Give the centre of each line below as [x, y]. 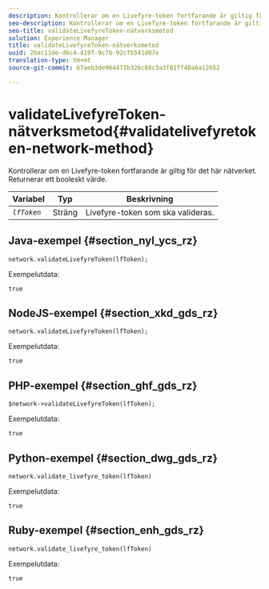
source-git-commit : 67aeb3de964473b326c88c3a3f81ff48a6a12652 [114, 68]
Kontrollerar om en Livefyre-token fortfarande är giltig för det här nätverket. [133, 170]
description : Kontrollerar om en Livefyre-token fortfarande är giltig [130, 16]
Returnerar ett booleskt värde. [58, 179]
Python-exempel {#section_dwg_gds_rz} [113, 458]
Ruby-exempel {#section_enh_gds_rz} [106, 530]
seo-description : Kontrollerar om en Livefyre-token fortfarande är [125, 23]
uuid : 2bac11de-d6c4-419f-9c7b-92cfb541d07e [84, 53]
